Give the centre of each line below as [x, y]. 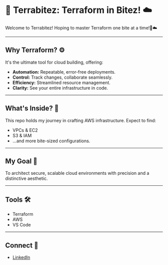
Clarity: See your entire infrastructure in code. [60, 88]
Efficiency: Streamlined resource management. [61, 82]
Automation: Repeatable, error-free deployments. [64, 72]
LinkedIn [21, 257]
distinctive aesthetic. [26, 178]
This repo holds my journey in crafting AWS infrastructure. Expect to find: [81, 120]
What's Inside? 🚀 [32, 108]
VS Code [21, 225]
